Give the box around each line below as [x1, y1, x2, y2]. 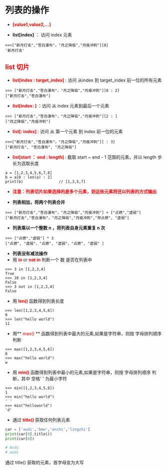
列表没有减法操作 [12, 250, 48, 256]
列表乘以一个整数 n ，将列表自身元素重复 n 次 [12, 225, 106, 231]
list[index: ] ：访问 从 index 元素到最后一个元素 [12, 103, 110, 109]
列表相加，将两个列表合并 [12, 199, 65, 205]
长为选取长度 [12, 160, 39, 166]
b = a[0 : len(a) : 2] [5, 175, 52, 180]
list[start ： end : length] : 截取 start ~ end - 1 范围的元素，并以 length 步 [12, 154, 163, 160]
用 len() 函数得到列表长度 [12, 298, 64, 304]
